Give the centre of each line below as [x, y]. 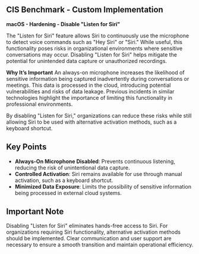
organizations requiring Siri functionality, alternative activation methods [94, 232]
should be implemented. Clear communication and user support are [89, 239]
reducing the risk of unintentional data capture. [72, 167]
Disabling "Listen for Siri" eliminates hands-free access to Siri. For [87, 226]
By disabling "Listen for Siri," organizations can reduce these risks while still [99, 115]
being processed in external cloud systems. [68, 193]
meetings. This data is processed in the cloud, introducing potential [89, 85]
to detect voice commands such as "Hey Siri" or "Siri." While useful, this [94, 42]
